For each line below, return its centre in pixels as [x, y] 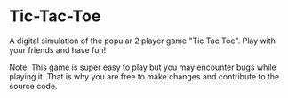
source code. [33, 86]
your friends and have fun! [58, 49]
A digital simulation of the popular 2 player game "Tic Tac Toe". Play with [142, 41]
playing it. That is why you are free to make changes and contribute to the [144, 76]
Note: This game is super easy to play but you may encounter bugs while [143, 67]
